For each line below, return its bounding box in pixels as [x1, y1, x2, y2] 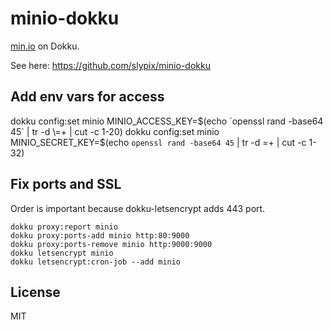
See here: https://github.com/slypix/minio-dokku [10, 59, 211, 71]
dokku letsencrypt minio [10, 248, 114, 258]
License [10, 283, 61, 301]
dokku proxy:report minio [10, 222, 118, 232]
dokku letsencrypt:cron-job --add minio [10, 257, 182, 267]
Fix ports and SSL [10, 176, 122, 193]
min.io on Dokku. [10, 40, 80, 52]
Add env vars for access [10, 88, 165, 106]
